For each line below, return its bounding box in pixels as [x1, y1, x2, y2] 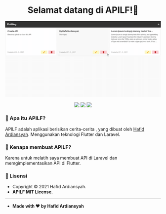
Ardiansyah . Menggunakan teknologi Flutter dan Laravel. [5, 131, 121, 137]
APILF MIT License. [12, 189, 53, 195]
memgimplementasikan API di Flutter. [5, 160, 81, 166]
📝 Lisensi [5, 172, 27, 179]
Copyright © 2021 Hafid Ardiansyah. [12, 184, 86, 190]
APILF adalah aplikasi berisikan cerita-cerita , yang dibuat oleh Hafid [5, 126, 145, 132]
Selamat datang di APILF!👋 [27, 4, 139, 16]
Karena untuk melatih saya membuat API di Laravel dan [5, 155, 118, 161]
